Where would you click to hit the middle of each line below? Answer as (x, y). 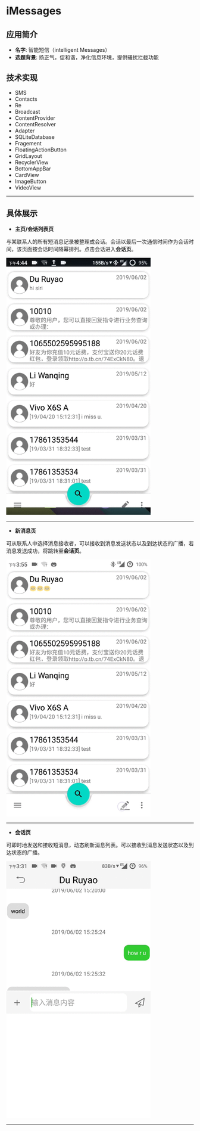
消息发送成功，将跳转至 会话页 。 (45, 551)
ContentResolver (35, 124)
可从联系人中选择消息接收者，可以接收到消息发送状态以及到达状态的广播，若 (100, 543)
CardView (27, 175)
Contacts (26, 99)
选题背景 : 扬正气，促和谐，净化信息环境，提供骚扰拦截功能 (87, 57)
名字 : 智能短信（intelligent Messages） (62, 50)
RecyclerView (32, 162)
